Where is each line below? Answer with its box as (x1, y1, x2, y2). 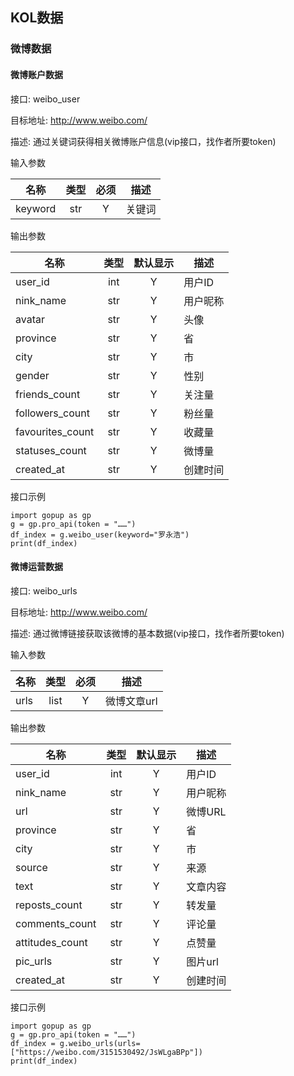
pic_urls (15, 954, 53, 968)
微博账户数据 (10, 68, 63, 80)
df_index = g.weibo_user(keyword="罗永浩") (10, 529, 190, 540)
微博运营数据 (10, 561, 63, 573)
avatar (15, 312, 45, 326)
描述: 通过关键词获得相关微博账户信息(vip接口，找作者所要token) (10, 135, 277, 147)
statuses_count (15, 443, 87, 457)
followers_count (15, 406, 90, 420)
